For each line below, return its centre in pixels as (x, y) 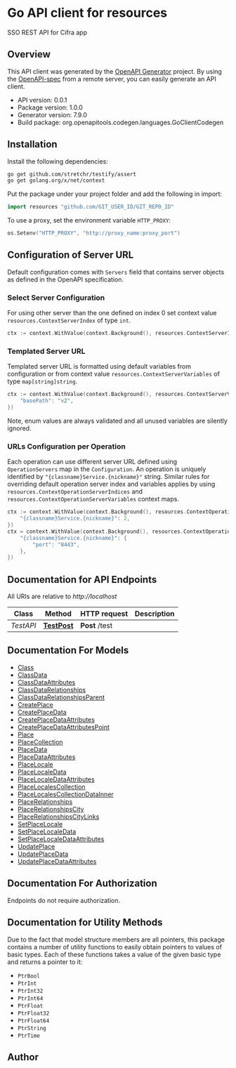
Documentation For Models (68, 651)
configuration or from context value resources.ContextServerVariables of (113, 374)
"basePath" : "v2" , (47, 401)
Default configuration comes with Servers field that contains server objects (116, 272)
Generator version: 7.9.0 (52, 114)
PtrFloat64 (33, 1021)
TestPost (58, 626)
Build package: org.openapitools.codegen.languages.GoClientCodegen (120, 122)
